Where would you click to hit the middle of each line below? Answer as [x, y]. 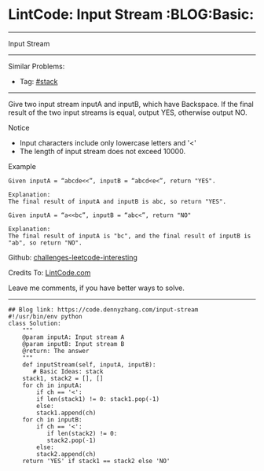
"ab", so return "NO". [45, 243]
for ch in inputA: [52, 385]
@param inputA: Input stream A [73, 337]
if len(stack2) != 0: [82, 433]
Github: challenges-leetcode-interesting [73, 257]
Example [22, 166]
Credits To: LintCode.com [49, 272]
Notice [19, 127]
